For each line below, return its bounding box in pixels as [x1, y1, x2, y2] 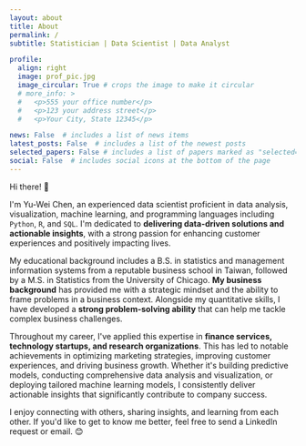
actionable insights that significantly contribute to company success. [9, 389, 268, 400]
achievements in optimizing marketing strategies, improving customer [9, 350, 271, 360]
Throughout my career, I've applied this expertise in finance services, [9, 330, 273, 341]
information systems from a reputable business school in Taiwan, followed [9, 265, 289, 276]
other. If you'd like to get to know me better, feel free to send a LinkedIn [9, 416, 278, 427]
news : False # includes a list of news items [9, 131, 189, 140]
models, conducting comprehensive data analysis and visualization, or [9, 370, 273, 380]
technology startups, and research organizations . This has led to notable [9, 340, 289, 351]
